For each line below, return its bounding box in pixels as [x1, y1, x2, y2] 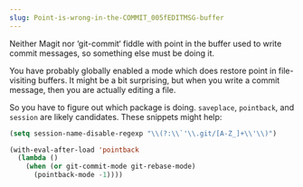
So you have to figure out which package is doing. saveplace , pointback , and [9, 101, 295, 113]
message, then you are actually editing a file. [9, 84, 176, 95]
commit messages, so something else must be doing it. [9, 47, 215, 59]
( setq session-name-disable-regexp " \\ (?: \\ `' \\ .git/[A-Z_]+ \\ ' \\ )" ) [9, 128, 278, 138]
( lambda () [17, 154, 59, 163]
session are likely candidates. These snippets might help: [9, 111, 223, 122]
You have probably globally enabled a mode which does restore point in [9, 65, 277, 76]
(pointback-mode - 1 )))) [33, 171, 124, 180]
